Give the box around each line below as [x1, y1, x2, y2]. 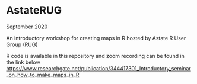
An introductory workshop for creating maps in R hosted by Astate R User [6, 34, 186, 41]
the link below [6, 59, 40, 66]
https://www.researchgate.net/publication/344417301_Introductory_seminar [6, 64, 191, 72]
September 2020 [6, 23, 48, 30]
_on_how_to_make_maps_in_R [6, 71, 80, 78]
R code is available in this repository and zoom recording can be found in [6, 52, 185, 59]
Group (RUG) [6, 41, 38, 48]
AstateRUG [6, 4, 62, 17]
